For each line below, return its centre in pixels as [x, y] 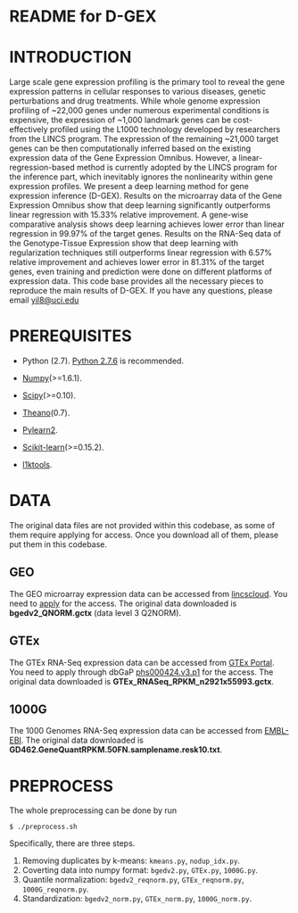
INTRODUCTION [70, 58]
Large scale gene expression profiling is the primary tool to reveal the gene [147, 82]
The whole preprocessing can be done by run [93, 810]
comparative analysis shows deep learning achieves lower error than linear [147, 224]
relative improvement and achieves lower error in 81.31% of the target [137, 262]
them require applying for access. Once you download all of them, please [144, 535]
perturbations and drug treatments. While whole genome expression [135, 101]
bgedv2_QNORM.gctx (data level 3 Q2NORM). [95, 612]
